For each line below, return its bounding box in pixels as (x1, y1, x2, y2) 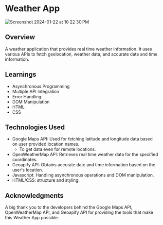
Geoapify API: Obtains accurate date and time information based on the (12, 162, 156, 168)
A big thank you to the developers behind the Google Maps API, (5, 205, 133, 210)
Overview (5, 33, 36, 41)
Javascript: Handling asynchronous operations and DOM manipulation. (12, 172, 154, 178)
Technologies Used (5, 123, 65, 131)
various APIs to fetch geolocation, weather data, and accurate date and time (5, 51, 158, 57)
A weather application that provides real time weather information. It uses (5, 46, 152, 52)
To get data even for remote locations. (19, 146, 96, 152)
